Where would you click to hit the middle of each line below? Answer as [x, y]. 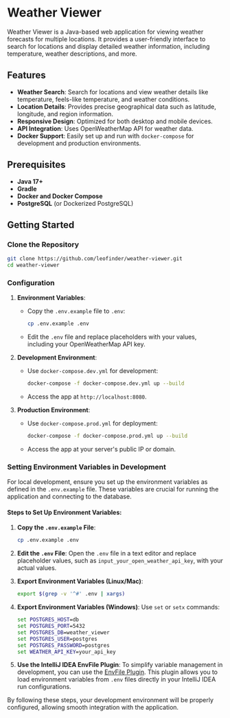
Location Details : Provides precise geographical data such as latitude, [116, 106]
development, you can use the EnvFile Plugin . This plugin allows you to [117, 672]
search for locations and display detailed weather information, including [108, 46]
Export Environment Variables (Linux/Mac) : [80, 581]
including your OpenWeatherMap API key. [86, 344]
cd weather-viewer [33, 265]
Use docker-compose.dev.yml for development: [93, 371]
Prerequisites [36, 165]
